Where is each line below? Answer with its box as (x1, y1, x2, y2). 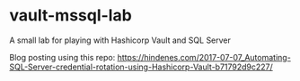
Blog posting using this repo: (9, 52, 116, 62)
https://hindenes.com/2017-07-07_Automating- (117, 52, 292, 62)
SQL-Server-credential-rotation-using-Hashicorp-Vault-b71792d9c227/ (9, 61, 274, 72)
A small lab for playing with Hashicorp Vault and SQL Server (9, 35, 232, 45)
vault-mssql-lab (9, 5, 132, 26)
